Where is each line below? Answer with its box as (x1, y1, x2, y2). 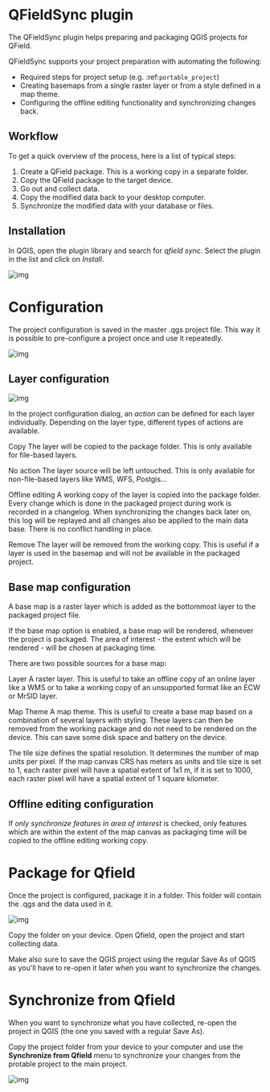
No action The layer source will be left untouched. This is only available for (8, 465, 256, 476)
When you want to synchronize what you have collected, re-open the (8, 1017, 237, 1028)
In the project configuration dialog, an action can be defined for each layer (8, 409, 256, 419)
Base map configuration (8, 580, 131, 594)
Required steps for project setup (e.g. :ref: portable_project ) (19, 72, 219, 81)
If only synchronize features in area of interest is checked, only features (8, 818, 247, 828)
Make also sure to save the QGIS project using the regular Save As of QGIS (8, 954, 256, 964)
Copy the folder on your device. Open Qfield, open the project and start (8, 930, 245, 940)
